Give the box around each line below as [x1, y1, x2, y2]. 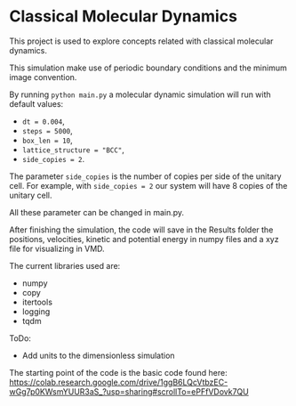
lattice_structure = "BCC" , [21, 144, 124, 155]
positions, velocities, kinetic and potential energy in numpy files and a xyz [9, 233, 279, 244]
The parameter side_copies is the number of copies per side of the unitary [9, 171, 282, 182]
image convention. [9, 71, 77, 82]
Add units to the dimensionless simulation [21, 350, 175, 361]
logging [21, 305, 51, 317]
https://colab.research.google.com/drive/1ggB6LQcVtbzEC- [9, 377, 228, 387]
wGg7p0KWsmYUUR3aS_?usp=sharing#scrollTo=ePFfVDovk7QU [9, 386, 249, 397]
